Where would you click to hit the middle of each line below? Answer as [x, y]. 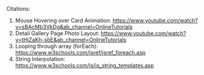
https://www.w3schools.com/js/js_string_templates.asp [84, 65]
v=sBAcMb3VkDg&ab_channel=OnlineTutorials [74, 27]
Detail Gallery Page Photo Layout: [57, 33]
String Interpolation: [40, 59]
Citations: [18, 9]
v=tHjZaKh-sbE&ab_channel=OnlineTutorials [71, 40]
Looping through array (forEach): [57, 46]
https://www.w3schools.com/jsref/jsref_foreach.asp [80, 53]
